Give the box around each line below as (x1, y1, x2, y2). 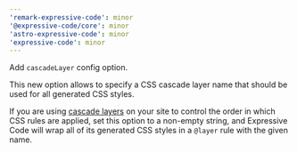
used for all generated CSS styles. (9, 89, 136, 100)
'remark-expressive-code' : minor (9, 12, 134, 22)
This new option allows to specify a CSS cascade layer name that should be (9, 79, 288, 90)
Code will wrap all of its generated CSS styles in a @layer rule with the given (9, 125, 288, 136)
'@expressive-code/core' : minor (9, 21, 129, 30)
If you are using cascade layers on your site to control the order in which (9, 106, 276, 116)
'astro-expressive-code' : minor (9, 29, 129, 38)
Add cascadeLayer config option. (9, 62, 128, 73)
